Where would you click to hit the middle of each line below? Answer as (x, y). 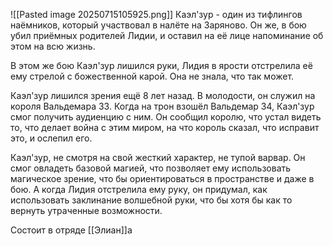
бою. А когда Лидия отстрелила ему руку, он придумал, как (139, 189)
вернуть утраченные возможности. (86, 210)
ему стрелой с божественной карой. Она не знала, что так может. (152, 76)
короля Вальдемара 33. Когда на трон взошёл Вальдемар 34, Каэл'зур (162, 106)
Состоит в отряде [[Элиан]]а (71, 230)
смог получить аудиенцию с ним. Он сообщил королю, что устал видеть (166, 117)
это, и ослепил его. (51, 138)
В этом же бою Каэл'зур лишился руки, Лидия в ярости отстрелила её (161, 65)
